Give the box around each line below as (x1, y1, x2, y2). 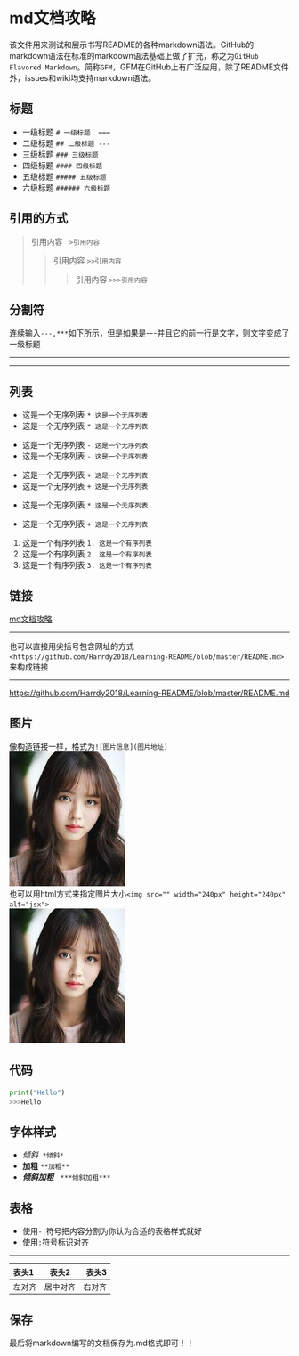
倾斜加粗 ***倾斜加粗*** (21, 1172, 111, 1182)
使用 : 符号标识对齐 (21, 1237, 89, 1247)
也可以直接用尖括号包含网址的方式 (9, 641, 134, 651)
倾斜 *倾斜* (21, 1149, 64, 1160)
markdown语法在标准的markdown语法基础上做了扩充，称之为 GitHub (9, 50, 259, 61)
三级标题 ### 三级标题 (21, 149, 99, 159)
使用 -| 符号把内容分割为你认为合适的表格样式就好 (21, 1226, 203, 1236)
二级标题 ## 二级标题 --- (21, 137, 111, 148)
